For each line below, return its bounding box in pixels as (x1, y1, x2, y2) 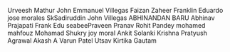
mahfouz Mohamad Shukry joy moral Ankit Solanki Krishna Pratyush (7, 28, 208, 37)
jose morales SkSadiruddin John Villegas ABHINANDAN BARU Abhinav (7, 14, 215, 22)
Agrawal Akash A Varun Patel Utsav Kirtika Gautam (7, 36, 157, 45)
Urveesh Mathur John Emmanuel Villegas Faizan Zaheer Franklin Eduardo (7, 6, 224, 14)
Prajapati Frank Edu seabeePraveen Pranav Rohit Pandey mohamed (7, 21, 206, 29)
